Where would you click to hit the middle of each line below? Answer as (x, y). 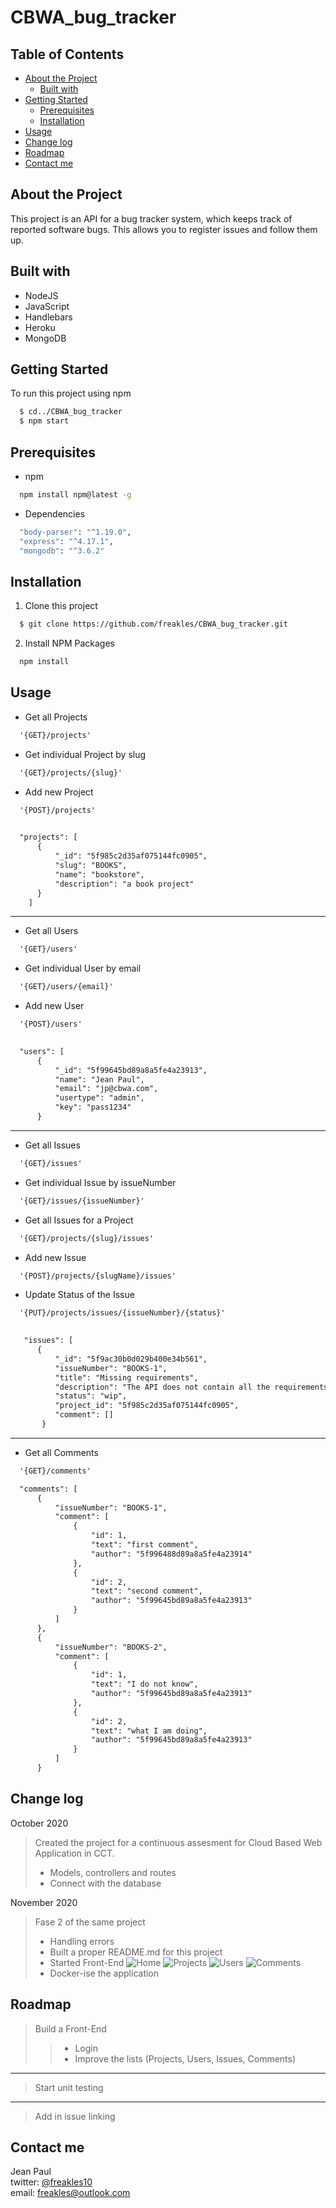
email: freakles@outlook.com (70, 2193)
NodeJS (41, 295)
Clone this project (61, 606)
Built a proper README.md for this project (136, 1952)
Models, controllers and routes (113, 1872)
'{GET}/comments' (55, 1471)
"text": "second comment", (146, 1591)
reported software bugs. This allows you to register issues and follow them (164, 229)
